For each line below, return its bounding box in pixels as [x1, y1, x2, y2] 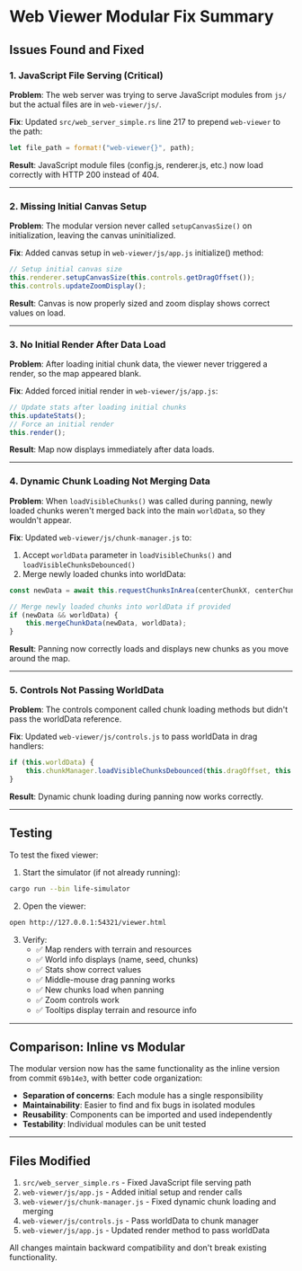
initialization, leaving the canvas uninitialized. [9, 230, 176, 241]
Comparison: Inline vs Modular [9, 1040, 186, 1055]
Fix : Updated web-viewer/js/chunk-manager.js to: [9, 532, 192, 543]
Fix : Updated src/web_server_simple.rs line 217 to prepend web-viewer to [9, 116, 281, 127]
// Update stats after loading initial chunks [9, 403, 187, 412]
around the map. [9, 653, 71, 664]
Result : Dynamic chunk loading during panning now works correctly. [9, 791, 263, 802]
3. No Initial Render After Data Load [9, 338, 166, 351]
